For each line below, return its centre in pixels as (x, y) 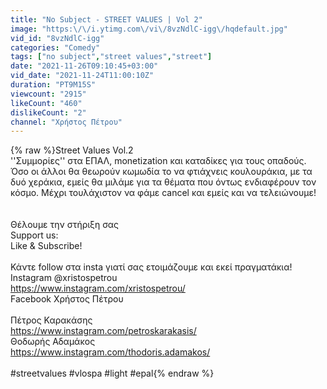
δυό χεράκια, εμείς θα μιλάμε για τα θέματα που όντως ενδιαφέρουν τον (163, 182)
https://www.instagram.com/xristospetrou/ (98, 288)
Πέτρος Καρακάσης (51, 320)
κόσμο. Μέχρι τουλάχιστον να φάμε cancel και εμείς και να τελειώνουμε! (163, 193)
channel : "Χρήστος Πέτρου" (66, 122)
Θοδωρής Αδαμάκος (53, 342)
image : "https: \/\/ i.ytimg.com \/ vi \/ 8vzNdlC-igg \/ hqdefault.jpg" (149, 29)
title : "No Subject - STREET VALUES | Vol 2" (106, 19)
